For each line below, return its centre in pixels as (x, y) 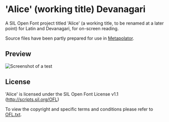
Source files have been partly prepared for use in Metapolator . (70, 38)
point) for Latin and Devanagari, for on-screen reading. (62, 28)
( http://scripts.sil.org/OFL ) (32, 99)
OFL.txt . (14, 114)
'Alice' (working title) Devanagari (75, 9)
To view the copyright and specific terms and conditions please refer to (79, 109)
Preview (18, 54)
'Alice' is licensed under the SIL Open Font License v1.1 (62, 94)
